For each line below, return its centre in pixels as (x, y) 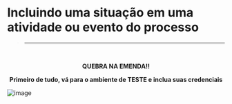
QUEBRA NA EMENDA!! (116, 66)
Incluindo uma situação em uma (100, 13)
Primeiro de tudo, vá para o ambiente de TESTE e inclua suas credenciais (116, 79)
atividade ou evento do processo (103, 27)
